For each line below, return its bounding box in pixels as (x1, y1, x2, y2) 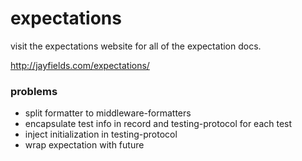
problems (10, 84, 58, 98)
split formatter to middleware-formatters (24, 107, 192, 119)
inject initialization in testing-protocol (24, 128, 178, 141)
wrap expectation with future (24, 139, 145, 151)
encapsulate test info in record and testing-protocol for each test (24, 118, 293, 130)
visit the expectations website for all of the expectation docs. (10, 40, 262, 52)
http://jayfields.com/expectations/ (10, 59, 150, 71)
